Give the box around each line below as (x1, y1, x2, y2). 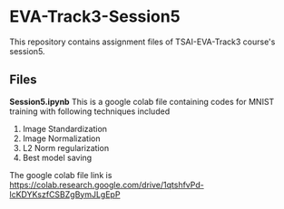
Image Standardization (22, 123, 107, 134)
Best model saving (22, 152, 93, 163)
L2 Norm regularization (22, 142, 110, 153)
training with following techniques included (9, 106, 171, 117)
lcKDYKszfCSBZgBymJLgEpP (9, 188, 121, 200)
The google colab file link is (9, 169, 113, 180)
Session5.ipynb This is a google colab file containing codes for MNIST (9, 96, 275, 107)
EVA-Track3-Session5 (9, 6, 181, 27)
